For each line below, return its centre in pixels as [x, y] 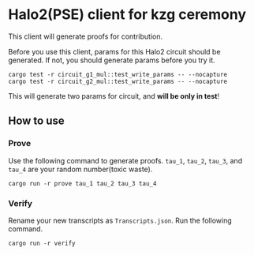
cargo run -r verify [42, 243]
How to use [36, 121]
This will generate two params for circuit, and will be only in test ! [114, 96]
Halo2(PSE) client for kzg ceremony [127, 15]
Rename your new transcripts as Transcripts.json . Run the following [120, 220]
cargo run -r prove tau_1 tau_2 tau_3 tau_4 [82, 183]
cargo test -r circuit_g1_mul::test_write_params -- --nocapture [118, 74]
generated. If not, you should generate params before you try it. [112, 60]
